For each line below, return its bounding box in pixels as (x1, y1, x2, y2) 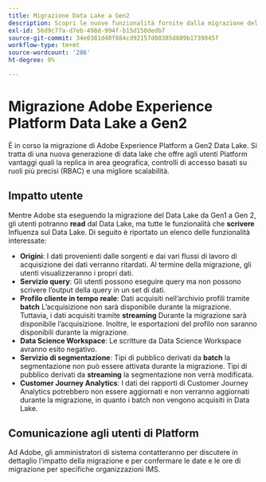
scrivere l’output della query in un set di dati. (19, 284, 166, 295)
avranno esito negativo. (19, 344, 97, 354)
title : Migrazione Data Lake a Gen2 (8, 11, 130, 20)
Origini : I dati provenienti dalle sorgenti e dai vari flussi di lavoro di (19, 251, 237, 261)
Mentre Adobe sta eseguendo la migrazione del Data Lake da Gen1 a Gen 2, (8, 210, 256, 220)
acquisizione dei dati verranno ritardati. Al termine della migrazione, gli (19, 260, 252, 269)
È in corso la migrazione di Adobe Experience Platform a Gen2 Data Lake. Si (8, 140, 257, 150)
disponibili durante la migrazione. (19, 327, 129, 337)
